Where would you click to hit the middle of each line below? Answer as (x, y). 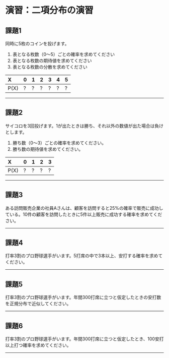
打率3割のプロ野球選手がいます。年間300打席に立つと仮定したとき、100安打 (84, 339)
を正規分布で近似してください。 (38, 304)
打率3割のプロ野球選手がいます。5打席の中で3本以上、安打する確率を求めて (84, 256)
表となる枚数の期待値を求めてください (52, 61)
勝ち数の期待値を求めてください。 (48, 149)
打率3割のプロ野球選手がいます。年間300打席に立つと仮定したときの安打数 (83, 297)
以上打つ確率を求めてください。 (38, 345)
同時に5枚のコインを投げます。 (37, 44)
